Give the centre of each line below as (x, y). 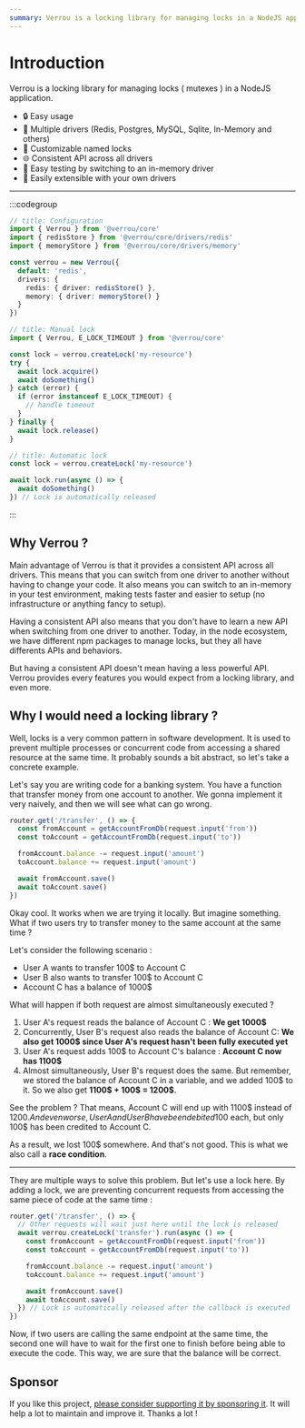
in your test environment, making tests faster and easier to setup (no (138, 594)
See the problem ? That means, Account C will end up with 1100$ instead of (151, 1107)
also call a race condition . (58, 1154)
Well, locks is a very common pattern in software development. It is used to (150, 738)
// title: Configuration (56, 221)
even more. (30, 687)
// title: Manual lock (52, 330)
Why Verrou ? (49, 543)
